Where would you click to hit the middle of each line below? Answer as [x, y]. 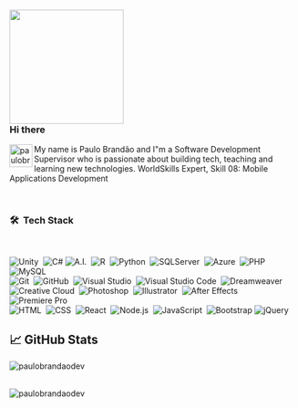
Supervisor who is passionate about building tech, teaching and [154, 159]
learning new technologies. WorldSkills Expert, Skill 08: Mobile [151, 169]
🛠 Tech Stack [42, 221]
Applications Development [59, 179]
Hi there [27, 130]
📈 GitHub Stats [54, 339]
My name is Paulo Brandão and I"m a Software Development [148, 150]
